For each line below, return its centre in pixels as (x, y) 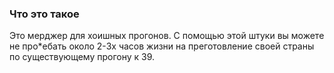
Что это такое (44, 14)
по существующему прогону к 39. (82, 57)
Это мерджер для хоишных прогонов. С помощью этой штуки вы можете (167, 36)
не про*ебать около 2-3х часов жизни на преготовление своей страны (162, 46)
